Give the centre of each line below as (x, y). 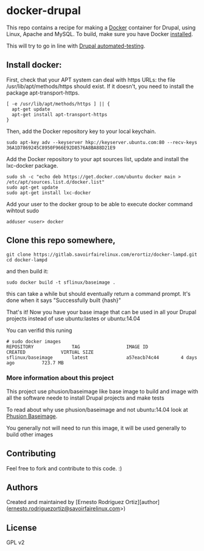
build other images (30, 434)
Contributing (31, 454)
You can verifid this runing (39, 330)
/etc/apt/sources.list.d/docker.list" (55, 182)
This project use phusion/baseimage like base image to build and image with (102, 391)
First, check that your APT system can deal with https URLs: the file (91, 79)
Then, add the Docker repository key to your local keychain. (81, 131)
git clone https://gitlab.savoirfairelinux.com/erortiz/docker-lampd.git (102, 254)
